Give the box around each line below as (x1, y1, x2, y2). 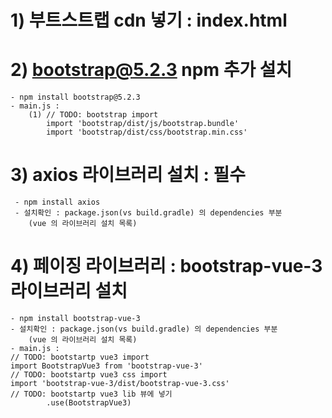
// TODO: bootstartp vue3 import (10, 352, 150, 362)
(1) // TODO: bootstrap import (28, 110, 159, 120)
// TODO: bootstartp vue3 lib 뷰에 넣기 (10, 389, 173, 399)
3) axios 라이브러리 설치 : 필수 (10, 164, 246, 186)
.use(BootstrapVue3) (46, 398, 132, 408)
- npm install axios (14, 197, 101, 208)
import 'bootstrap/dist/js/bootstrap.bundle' (46, 119, 240, 129)
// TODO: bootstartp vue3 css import (10, 370, 168, 380)
